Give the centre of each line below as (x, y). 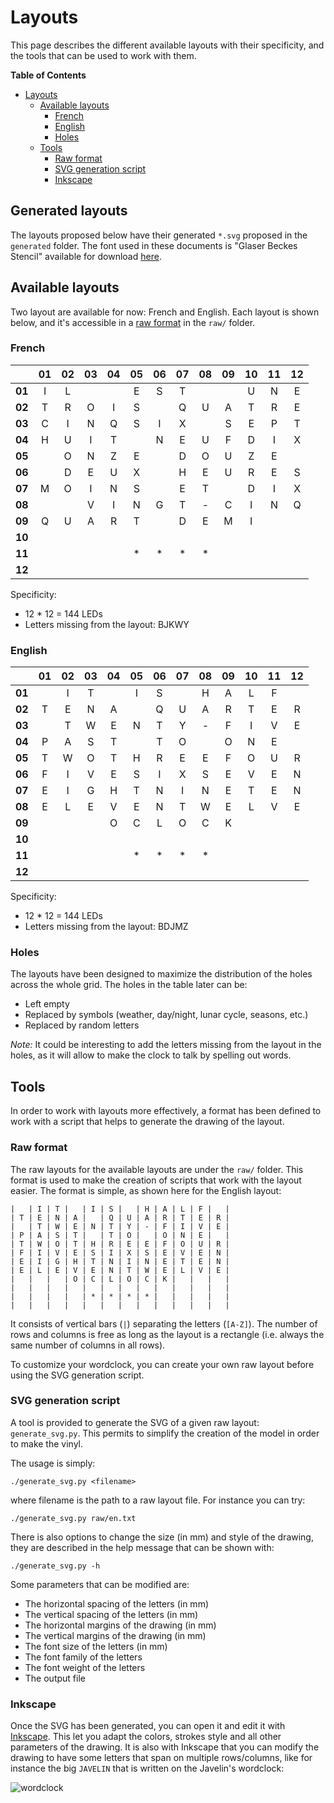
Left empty (47, 1004)
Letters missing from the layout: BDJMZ (106, 927)
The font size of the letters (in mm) (96, 1646)
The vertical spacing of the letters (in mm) (111, 1614)
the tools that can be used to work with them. (103, 55)
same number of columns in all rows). (88, 1345)
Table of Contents (48, 75)
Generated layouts (69, 211)
